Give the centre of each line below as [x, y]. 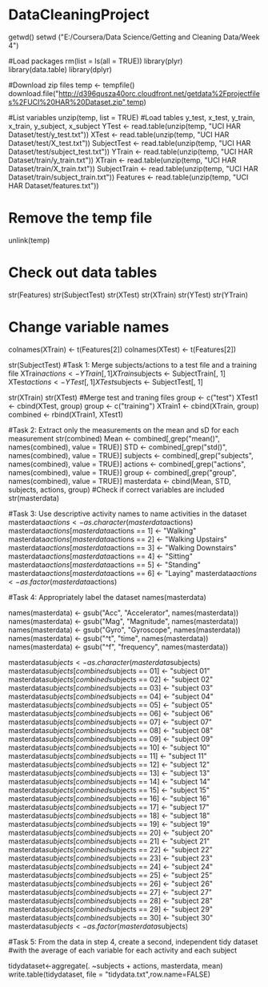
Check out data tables [83, 273]
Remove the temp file [80, 218]
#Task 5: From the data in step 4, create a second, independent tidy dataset [133, 941]
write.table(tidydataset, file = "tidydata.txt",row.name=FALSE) [109, 974]
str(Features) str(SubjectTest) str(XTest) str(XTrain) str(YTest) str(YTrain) [128, 295]
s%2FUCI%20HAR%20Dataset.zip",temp [76, 102]
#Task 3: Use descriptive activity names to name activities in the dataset [128, 514]
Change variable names [89, 327]
